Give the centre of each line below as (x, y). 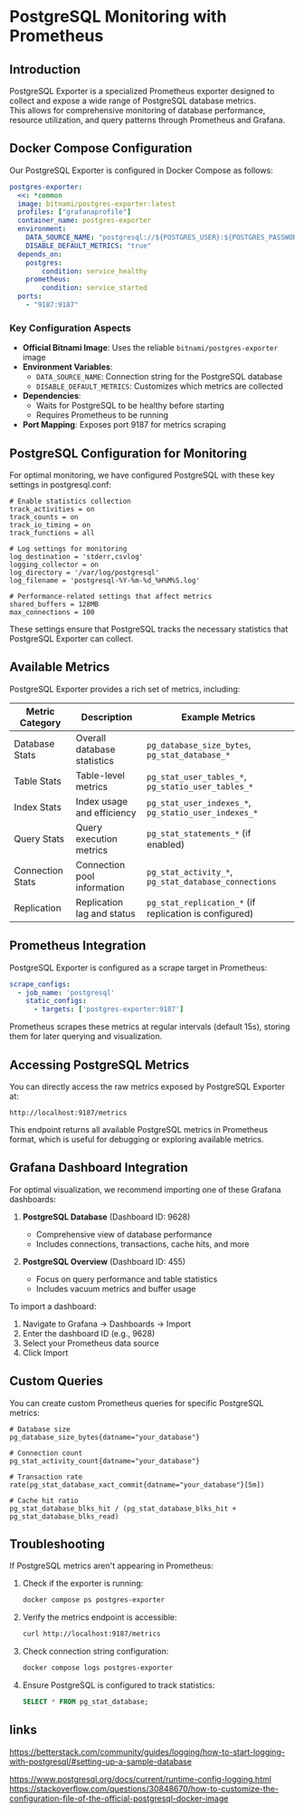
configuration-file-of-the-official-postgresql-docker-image (119, 1798)
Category (40, 722)
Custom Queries (57, 1381)
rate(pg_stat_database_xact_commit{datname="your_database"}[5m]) (137, 1485)
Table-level (100, 775)
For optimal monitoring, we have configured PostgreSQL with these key (142, 475)
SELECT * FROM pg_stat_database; (85, 1702)
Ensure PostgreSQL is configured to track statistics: (119, 1685)
